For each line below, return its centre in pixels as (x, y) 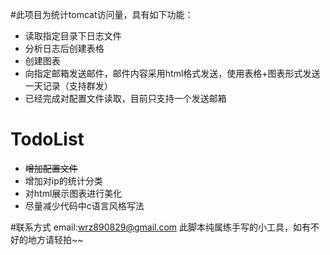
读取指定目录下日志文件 (73, 36)
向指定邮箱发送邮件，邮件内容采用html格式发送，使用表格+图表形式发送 (172, 73)
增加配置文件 (51, 168)
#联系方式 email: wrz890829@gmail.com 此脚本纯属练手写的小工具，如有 (161, 227)
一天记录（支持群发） (68, 86)
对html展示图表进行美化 (73, 193)
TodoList (47, 139)
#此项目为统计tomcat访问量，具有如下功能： (102, 14)
